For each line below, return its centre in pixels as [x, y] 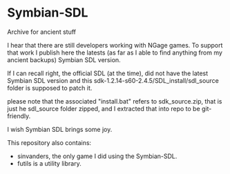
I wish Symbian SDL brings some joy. [60, 129]
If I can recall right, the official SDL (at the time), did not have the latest [108, 73]
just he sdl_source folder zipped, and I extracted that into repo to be [104, 108]
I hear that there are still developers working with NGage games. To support [115, 45]
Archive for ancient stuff [41, 32]
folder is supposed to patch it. [50, 88]
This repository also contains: [49, 142]
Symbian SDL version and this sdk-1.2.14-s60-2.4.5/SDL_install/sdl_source [113, 80]
